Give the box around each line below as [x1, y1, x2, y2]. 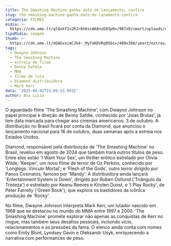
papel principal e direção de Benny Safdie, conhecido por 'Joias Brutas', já [5, 112, 161, 118]
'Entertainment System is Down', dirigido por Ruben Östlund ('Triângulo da [5, 177, 161, 183]
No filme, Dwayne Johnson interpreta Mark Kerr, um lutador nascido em [5, 203, 156, 209]
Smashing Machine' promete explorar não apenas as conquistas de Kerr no [5, 213, 163, 219]
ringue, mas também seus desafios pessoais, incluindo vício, [5, 219, 133, 225]
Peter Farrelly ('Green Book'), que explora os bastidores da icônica [5, 187, 146, 193]
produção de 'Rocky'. [5, 192, 50, 199]
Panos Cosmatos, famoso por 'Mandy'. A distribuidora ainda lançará [5, 171, 149, 177]
